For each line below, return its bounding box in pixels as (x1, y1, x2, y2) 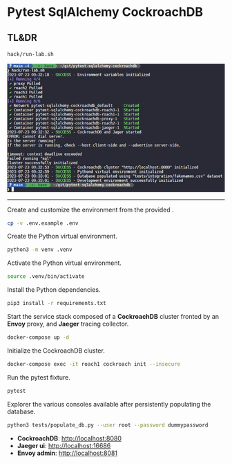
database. (7, 407, 36, 416)
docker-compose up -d (7, 334, 70, 341)
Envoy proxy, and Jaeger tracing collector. (7, 319, 129, 328)
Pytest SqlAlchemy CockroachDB (7, 4, 204, 20)
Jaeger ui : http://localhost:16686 (17, 441, 111, 449)
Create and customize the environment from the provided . (7, 205, 174, 214)
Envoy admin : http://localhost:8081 (17, 449, 118, 457)
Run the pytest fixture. (7, 373, 70, 381)
